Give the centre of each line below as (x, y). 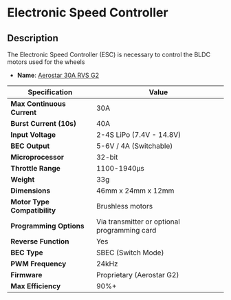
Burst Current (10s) (44, 124)
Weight (23, 179)
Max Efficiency (36, 286)
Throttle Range (35, 168)
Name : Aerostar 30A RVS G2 (58, 75)
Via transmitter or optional (138, 222)
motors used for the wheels (46, 62)
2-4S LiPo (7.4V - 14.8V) (139, 135)
